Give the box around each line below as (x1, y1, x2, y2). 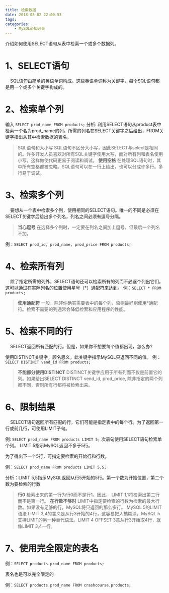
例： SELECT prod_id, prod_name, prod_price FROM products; (5, 241, 132, 247)
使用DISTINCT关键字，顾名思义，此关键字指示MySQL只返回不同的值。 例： (5, 354, 161, 360)
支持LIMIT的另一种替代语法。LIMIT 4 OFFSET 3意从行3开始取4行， (17, 517, 157, 523)
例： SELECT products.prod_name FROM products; (5, 560, 105, 566)
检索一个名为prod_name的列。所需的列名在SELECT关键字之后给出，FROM (5, 128, 159, 134)
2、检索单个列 (5, 104, 64, 115)
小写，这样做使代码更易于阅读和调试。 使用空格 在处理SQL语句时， (17, 157, 157, 163)
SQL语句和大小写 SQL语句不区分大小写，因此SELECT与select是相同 (17, 145, 158, 150)
